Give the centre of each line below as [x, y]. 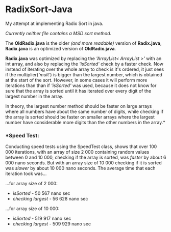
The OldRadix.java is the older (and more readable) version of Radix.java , [83, 43]
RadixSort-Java [39, 9]
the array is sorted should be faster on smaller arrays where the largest [80, 117]
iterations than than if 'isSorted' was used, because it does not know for [81, 85]
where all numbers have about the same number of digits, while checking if [84, 111]
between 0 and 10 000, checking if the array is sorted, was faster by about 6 [86, 157]
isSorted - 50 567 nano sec [41, 193]
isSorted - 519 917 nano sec [42, 219]
